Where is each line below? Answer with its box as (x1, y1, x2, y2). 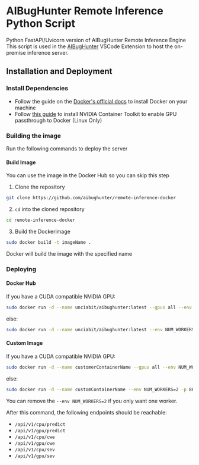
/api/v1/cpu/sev (14, 447, 55, 453)
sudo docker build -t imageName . (6, 239, 92, 245)
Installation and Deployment (6, 67, 113, 77)
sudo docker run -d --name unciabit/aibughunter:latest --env (6, 326, 163, 332)
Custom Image (6, 340, 43, 347)
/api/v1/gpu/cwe (14, 440, 55, 447)
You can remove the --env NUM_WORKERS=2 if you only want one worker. (6, 397, 178, 404)
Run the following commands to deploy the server (6, 144, 128, 152)
